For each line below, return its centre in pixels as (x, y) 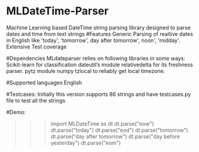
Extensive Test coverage (36, 47)
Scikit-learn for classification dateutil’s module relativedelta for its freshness (99, 65)
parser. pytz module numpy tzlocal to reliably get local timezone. (86, 71)
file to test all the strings (36, 101)
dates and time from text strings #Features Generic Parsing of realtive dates (99, 34)
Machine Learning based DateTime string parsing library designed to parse (99, 28)
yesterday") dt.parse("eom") (86, 142)
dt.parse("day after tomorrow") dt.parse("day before (115, 136)
